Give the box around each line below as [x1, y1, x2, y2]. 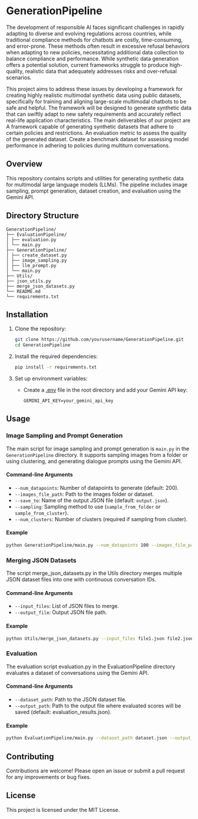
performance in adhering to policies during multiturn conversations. [6, 142, 170, 149]
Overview [6, 159, 43, 169]
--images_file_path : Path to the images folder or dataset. [14, 490, 154, 498]
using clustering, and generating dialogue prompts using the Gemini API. [6, 457, 183, 464]
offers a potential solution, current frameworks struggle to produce [6, 61, 169, 69]
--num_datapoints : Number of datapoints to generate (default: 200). [14, 484, 179, 491]
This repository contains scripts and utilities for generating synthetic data [6, 174, 184, 181]
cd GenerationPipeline [14, 342, 71, 348]
